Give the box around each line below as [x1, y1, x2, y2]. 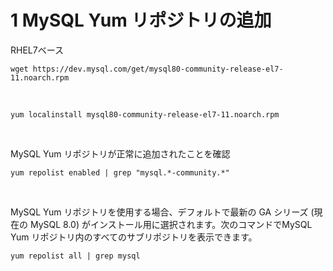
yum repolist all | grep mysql [10, 251, 141, 261]
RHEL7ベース [10, 44, 64, 56]
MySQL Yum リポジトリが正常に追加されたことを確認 [10, 147, 231, 160]
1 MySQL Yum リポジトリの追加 [10, 9, 272, 32]
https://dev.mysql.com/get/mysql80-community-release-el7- [32, 64, 284, 74]
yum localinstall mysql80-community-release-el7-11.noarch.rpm [10, 109, 280, 120]
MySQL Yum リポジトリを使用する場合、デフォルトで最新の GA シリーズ [10, 206, 309, 218]
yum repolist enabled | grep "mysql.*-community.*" [10, 167, 230, 178]
